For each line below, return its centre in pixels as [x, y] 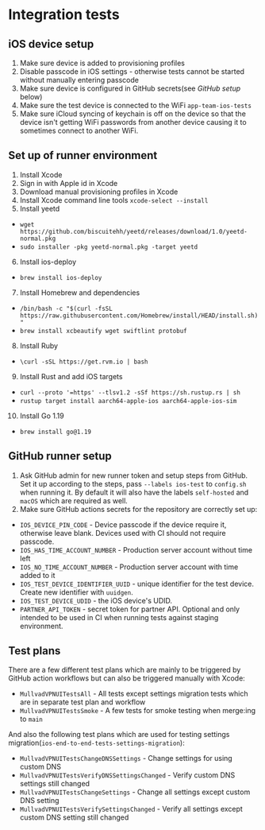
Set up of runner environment [83, 155]
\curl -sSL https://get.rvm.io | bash [84, 362]
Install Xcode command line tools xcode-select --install [114, 200]
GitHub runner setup [60, 456]
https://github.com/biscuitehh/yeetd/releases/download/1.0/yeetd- [133, 231]
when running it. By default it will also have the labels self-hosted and [134, 492]
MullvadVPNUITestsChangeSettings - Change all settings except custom [135, 792]
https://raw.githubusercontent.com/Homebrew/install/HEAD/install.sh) [139, 316]
